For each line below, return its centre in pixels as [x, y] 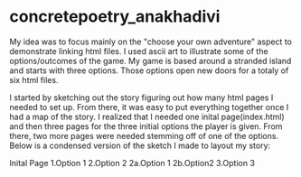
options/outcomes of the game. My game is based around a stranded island [150, 61]
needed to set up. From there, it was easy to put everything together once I [149, 107]
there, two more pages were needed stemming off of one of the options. [144, 135]
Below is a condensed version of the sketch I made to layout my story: [140, 145]
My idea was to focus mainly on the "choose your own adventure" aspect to [150, 42]
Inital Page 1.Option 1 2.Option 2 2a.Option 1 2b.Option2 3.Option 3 [132, 163]
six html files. [34, 79]
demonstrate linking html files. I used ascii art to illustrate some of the [139, 51]
